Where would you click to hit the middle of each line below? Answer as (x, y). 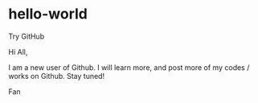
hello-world (48, 14)
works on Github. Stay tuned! (57, 76)
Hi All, (18, 51)
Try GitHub (27, 36)
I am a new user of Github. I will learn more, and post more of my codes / (129, 67)
